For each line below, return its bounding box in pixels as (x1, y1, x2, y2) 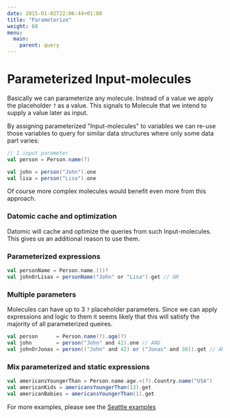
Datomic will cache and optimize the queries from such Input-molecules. (7, 227, 212, 235)
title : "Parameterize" (7, 16, 72, 23)
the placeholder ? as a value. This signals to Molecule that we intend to (7, 101, 207, 110)
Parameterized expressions (7, 251, 101, 261)
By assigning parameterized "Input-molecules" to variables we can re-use (7, 121, 216, 130)
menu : (7, 29, 23, 36)
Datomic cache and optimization (7, 212, 118, 221)
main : (13, 36, 29, 42)
